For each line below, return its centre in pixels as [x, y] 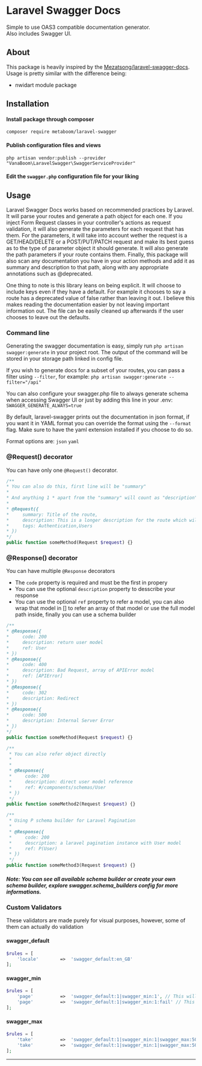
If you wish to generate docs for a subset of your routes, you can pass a [96, 370]
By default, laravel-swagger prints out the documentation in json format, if [98, 417]
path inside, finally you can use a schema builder [75, 614]
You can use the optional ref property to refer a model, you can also [99, 602]
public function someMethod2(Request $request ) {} [71, 804]
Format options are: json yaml [43, 441]
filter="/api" [24, 382]
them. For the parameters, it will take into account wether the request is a [97, 235]
